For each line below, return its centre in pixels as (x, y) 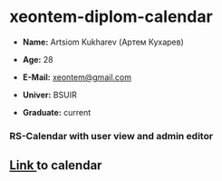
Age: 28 (38, 59)
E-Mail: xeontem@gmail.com (77, 77)
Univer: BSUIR (49, 95)
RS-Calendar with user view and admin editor (111, 136)
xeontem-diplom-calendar (111, 17)
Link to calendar (56, 166)
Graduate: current (57, 112)
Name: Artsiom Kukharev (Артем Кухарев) (103, 42)
